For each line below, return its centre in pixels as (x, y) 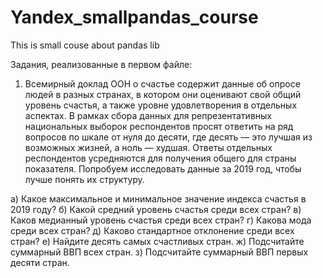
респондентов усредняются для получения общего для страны (160, 158)
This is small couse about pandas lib (85, 45)
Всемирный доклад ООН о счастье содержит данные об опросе (162, 83)
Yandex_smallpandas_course (134, 17)
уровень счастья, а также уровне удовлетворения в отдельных (161, 105)
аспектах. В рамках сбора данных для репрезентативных (148, 115)
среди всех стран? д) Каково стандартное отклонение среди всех (152, 230)
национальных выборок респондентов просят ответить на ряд (159, 126)
